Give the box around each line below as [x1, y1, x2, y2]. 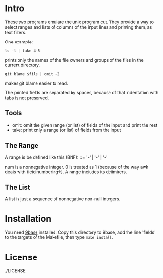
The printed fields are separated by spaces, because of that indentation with [5, 89, 159, 95]
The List [5, 183, 30, 191]
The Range [5, 141, 39, 150]
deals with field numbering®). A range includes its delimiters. [5, 169, 127, 175]
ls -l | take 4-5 [5, 48, 40, 53]
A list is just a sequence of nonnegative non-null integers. [5, 196, 121, 202]
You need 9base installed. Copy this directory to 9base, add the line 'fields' [5, 229, 156, 235]
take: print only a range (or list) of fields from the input [12, 127, 121, 133]
